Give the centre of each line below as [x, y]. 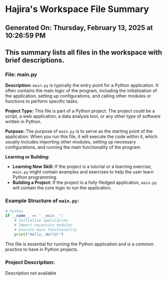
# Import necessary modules [43, 225]
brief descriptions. [35, 60]
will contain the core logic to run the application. [62, 188]
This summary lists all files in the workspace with [84, 52]
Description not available [31, 273]
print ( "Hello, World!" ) [39, 234]
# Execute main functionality [46, 230]
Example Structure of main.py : [42, 201]
